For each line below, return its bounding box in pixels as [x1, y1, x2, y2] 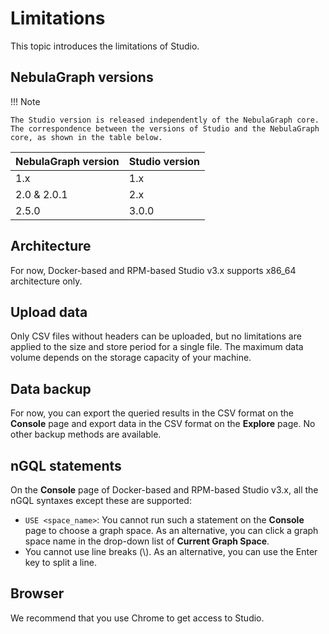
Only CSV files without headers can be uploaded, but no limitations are [10, 330, 302, 342]
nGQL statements [10, 457, 122, 474]
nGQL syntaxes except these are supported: [10, 495, 192, 506]
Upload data [10, 303, 88, 321]
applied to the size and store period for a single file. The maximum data [10, 341, 304, 353]
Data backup [10, 380, 92, 397]
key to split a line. [24, 557, 97, 568]
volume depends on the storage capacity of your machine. [10, 352, 252, 364]
